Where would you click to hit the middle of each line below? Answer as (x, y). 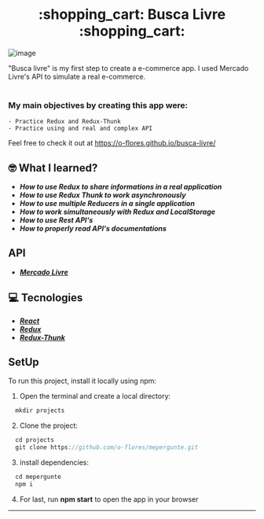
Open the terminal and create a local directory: (95, 396)
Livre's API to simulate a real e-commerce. (77, 76)
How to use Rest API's (56, 220)
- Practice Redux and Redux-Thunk (65, 122)
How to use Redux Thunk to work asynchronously (103, 195)
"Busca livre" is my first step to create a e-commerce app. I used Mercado (128, 68)
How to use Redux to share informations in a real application (121, 187)
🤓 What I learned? (53, 168)
